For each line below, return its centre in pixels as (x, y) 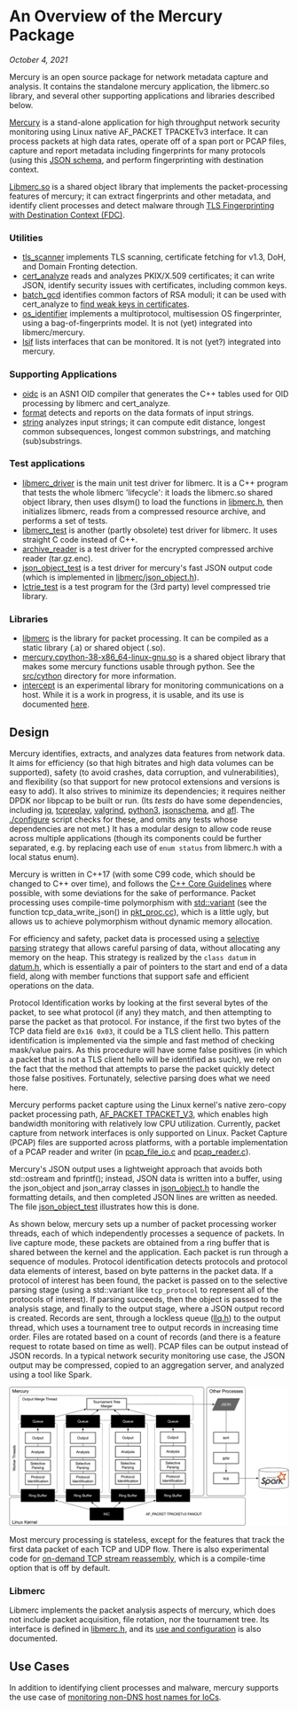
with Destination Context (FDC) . (67, 215)
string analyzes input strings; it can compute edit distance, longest (144, 422)
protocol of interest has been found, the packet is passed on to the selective (149, 1280)
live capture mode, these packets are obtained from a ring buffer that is (140, 1242)
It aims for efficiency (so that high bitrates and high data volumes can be (141, 762)
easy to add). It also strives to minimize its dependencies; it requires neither (147, 791)
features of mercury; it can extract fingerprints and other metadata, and (140, 196)
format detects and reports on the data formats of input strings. (138, 412)
